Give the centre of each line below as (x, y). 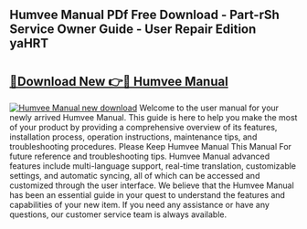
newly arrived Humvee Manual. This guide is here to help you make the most (153, 117)
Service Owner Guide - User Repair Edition (133, 30)
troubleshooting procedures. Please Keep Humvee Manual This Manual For (151, 146)
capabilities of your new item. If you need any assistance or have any (139, 205)
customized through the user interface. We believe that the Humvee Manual (152, 185)
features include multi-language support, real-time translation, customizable (153, 166)
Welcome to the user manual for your (209, 108)
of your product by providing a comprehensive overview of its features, (143, 127)
